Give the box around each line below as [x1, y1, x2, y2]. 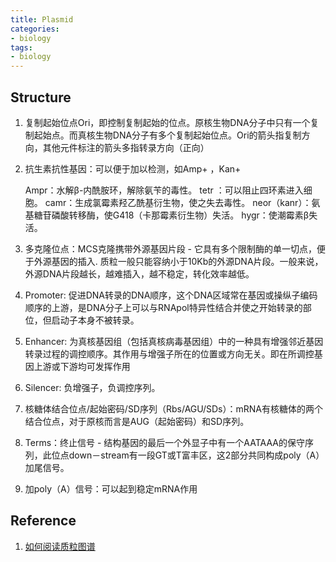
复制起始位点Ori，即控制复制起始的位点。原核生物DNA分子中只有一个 [24, 116, 311, 128]
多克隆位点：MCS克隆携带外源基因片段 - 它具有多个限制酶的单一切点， [24, 242, 317, 255]
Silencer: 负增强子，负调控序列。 [24, 381, 161, 393]
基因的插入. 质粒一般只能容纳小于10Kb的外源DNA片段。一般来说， [51, 255, 324, 267]
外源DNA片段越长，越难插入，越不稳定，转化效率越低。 [24, 267, 255, 280]
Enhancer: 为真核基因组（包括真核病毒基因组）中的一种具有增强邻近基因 [24, 335, 324, 347]
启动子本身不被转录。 [51, 314, 140, 326]
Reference [10, 512, 77, 530]
